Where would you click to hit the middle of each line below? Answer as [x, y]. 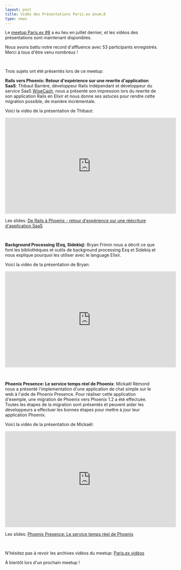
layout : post [18, 10]
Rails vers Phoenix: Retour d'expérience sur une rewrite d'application [77, 81]
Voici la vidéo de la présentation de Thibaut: [49, 111]
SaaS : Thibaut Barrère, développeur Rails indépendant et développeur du [79, 86]
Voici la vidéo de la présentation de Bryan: [48, 265]
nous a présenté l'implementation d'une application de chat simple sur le [78, 389]
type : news [16, 19]
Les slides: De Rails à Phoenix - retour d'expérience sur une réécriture [76, 221]
